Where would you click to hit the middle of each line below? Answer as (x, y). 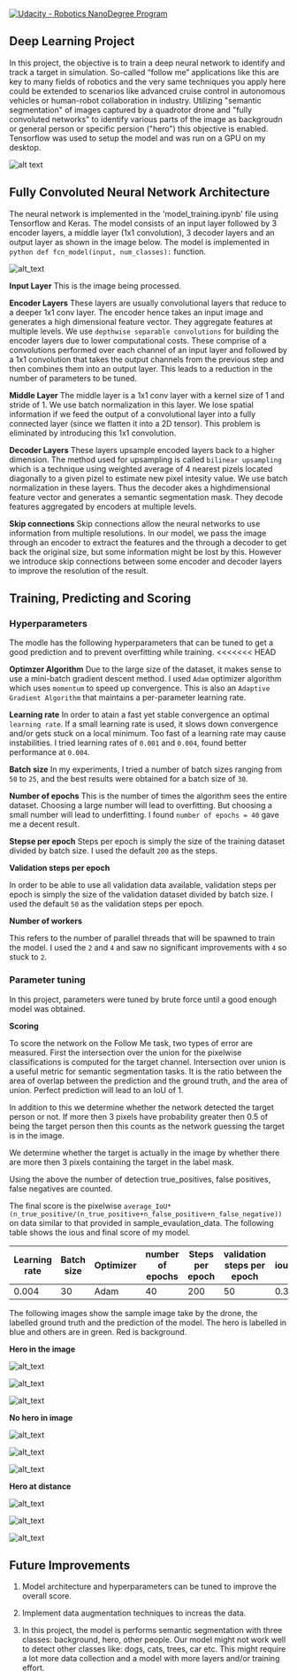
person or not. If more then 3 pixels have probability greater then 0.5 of (139, 1116)
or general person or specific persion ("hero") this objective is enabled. (139, 128)
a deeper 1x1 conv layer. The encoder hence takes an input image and (136, 312)
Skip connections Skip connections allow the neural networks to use (135, 523)
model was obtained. (47, 1008)
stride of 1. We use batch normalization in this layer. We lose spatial (132, 405)
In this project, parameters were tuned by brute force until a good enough (143, 999)
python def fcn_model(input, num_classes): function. (107, 251)
